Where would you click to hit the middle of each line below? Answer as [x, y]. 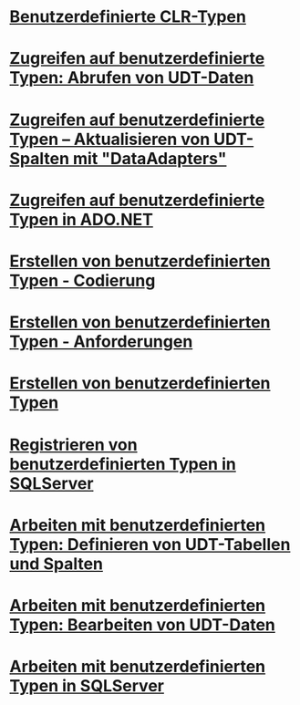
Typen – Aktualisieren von [110, 139]
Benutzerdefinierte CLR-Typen [128, 17]
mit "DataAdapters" [150, 158]
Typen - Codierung [83, 280]
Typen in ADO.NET [81, 219]
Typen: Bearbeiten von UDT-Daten [142, 624]
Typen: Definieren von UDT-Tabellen [150, 544]
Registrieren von [74, 445]
